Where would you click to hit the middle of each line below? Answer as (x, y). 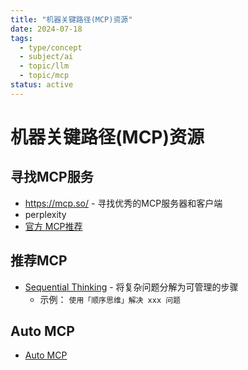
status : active (42, 85)
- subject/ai (46, 57)
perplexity (45, 214)
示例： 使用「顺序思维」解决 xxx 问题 (110, 299)
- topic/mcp (44, 76)
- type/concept (51, 47)
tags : (21, 38)
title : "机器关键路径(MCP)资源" (71, 19)
